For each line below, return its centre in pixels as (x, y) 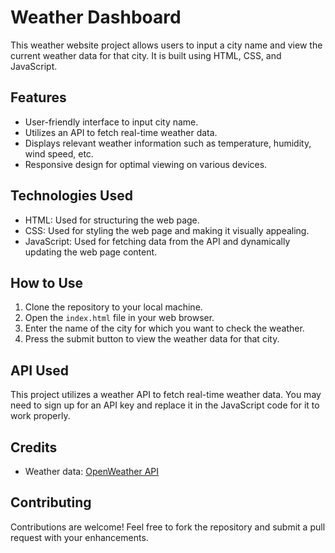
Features (38, 97)
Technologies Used (71, 196)
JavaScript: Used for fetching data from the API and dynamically (157, 241)
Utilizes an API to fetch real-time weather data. (121, 132)
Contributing (51, 502)
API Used (40, 370)
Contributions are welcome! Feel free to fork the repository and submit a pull (168, 527)
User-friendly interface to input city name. (111, 122)
